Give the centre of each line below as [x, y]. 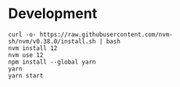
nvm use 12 [26, 55]
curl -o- [22, 34]
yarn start [26, 75]
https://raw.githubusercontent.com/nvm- [106, 34]
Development [53, 14]
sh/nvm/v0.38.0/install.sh [52, 41]
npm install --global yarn [52, 62]
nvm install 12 [33, 48]
